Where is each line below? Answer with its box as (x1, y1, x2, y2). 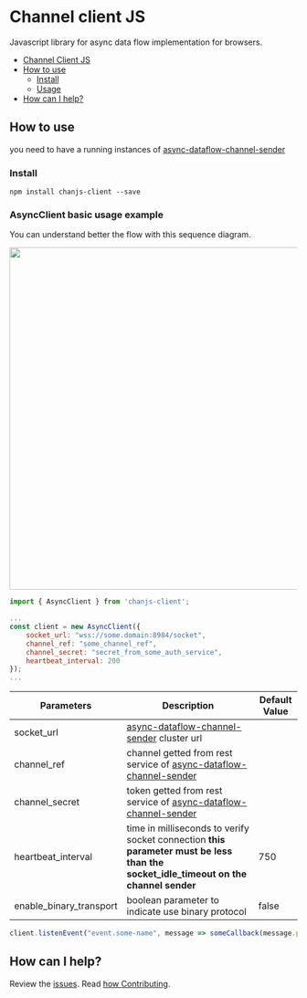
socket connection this (126, 834, 226, 846)
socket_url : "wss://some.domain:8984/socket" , (26, 630, 206, 640)
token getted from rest (126, 784, 223, 797)
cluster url (158, 732, 203, 745)
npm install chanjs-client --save (9, 187, 142, 197)
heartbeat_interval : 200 (26, 656, 121, 666)
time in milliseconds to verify (126, 822, 249, 835)
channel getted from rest (126, 747, 233, 760)
